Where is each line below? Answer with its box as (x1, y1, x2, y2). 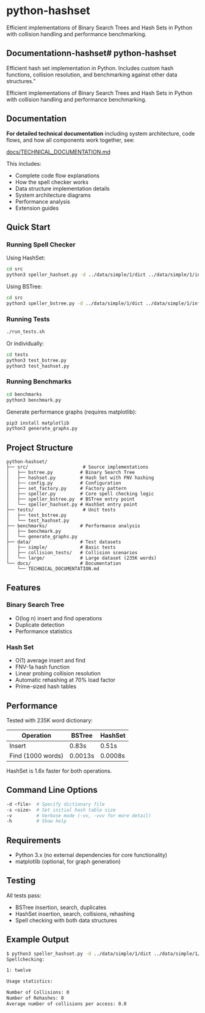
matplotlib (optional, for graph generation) (15, 858, 121, 866)
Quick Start (6, 221, 51, 232)
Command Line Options (6, 785, 98, 795)
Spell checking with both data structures (15, 916, 117, 924)
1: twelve (6, 967, 32, 973)
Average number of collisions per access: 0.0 (6, 1001, 127, 1007)
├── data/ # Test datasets (6, 539, 121, 545)
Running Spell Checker (6, 240, 76, 248)
